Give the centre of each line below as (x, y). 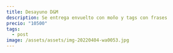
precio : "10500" (27, 23)
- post (20, 35)
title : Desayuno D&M (33, 12)
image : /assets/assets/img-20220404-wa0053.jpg (68, 40)
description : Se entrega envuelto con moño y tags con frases (87, 18)
